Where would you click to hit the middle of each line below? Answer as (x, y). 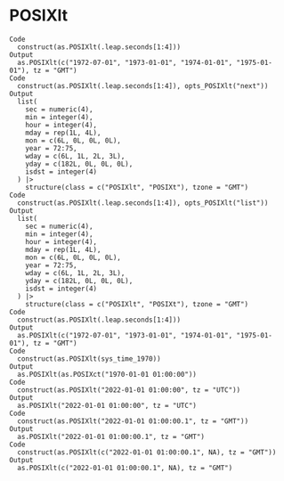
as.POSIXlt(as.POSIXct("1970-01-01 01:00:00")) (107, 374)
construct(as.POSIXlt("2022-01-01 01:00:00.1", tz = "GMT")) (133, 421)
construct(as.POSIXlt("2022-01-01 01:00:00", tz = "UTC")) (129, 390)
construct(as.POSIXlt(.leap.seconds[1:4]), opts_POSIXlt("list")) (143, 203)
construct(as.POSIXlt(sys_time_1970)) (89, 359)
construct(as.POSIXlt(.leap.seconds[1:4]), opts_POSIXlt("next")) (143, 86)
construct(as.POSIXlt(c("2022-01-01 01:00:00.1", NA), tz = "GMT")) (147, 452)
